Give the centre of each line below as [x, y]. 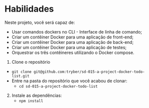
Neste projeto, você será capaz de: [40, 22]
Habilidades [29, 9]
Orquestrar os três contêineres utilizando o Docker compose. [73, 53]
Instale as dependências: [37, 95]
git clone [22, 72]
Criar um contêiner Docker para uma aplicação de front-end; [72, 37]
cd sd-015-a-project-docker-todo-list [58, 86]
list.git [20, 76]
